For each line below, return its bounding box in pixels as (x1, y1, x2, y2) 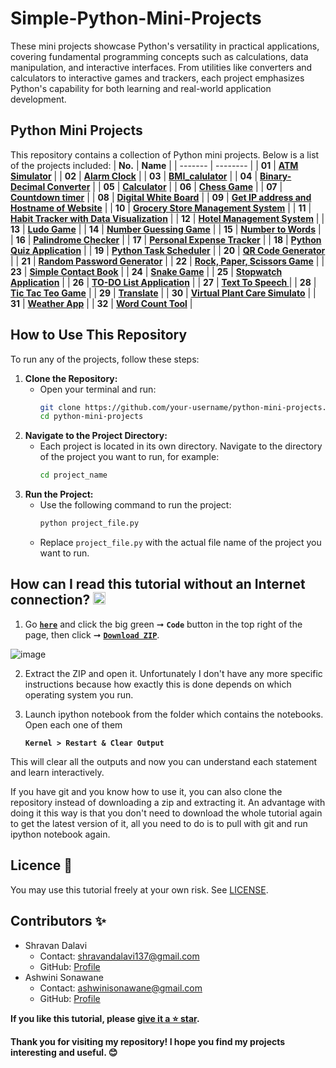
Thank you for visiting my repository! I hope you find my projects (10, 1035, 286, 1047)
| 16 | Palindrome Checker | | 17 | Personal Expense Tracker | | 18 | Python (10, 233, 322, 246)
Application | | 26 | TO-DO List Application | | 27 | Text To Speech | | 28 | (10, 276, 317, 288)
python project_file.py (39, 518, 140, 529)
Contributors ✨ (10, 913, 107, 930)
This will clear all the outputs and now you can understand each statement (10, 755, 318, 767)
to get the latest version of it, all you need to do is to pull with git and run (10, 817, 308, 829)
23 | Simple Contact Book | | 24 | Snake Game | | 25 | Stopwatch (10, 265, 283, 277)
